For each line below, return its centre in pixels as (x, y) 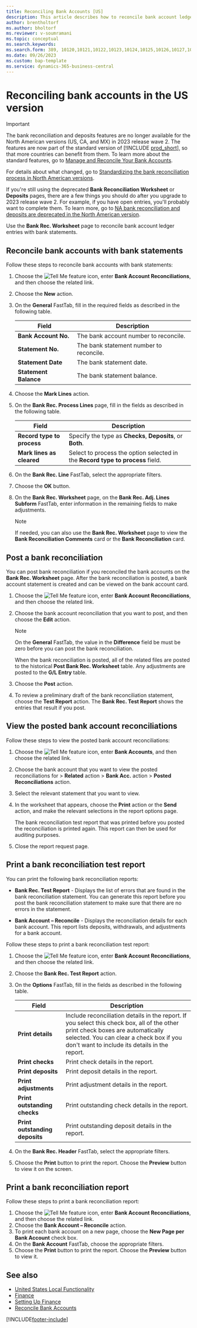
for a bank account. (38, 933)
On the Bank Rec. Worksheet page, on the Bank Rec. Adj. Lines (92, 498)
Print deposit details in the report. (111, 1071)
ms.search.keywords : (31, 45)
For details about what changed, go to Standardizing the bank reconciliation (98, 172)
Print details (35, 1034)
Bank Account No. (43, 336)
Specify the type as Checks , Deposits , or (126, 436)
